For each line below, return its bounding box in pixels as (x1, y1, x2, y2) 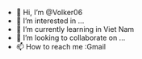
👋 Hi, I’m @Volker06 (15, 8, 83, 17)
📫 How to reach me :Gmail (15, 42, 106, 51)
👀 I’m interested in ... (15, 16, 85, 26)
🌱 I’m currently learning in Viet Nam (15, 25, 135, 33)
